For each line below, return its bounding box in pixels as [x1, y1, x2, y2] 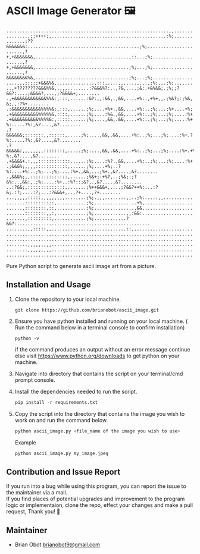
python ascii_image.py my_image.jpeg [14, 450, 109, 456]
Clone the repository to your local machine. [14, 295, 121, 303]
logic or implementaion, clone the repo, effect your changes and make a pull [6, 502, 193, 509]
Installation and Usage [6, 280, 91, 290]
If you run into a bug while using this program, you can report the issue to [6, 483, 186, 490]
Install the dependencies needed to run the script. [14, 388, 137, 395]
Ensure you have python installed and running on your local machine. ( [14, 318, 188, 325]
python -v [14, 335, 40, 341]
